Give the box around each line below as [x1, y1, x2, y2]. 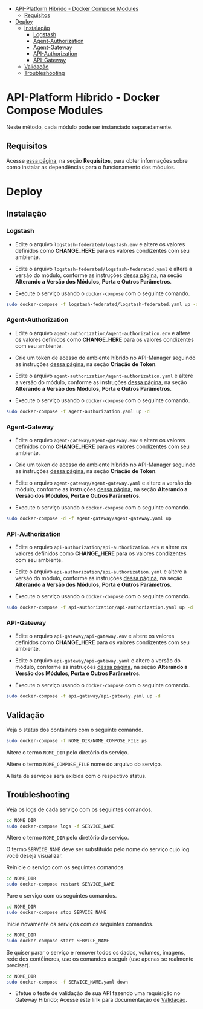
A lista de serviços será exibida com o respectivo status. [6, 772, 147, 779]
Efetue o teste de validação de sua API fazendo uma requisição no [14, 990, 181, 997]
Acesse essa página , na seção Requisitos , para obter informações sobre [6, 157, 188, 164]
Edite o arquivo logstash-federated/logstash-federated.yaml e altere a [14, 265, 192, 272]
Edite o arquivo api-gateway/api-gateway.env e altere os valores [14, 632, 175, 640]
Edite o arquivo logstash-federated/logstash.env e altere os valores [14, 240, 185, 247]
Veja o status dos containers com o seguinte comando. [6, 726, 143, 733]
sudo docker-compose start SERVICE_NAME [6, 938, 110, 944]
